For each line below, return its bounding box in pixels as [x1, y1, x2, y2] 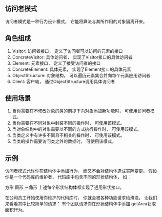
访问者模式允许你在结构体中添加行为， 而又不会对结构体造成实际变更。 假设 [5, 168, 157, 174]
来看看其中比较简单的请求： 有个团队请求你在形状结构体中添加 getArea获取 [5, 201, 156, 207]
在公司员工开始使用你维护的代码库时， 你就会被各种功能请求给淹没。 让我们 [5, 195, 157, 201]
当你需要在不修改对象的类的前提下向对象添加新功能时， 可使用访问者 [12, 108, 150, 114]
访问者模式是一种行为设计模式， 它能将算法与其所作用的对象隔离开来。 [5, 19, 147, 24]
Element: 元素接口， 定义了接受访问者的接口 [12, 60, 101, 66]
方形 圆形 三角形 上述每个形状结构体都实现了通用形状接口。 [5, 184, 124, 190]
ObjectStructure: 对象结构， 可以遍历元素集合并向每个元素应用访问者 [12, 72, 151, 78]
